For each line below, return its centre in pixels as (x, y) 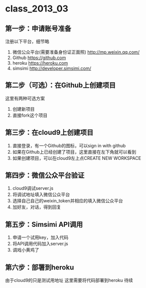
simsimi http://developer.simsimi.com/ (52, 68)
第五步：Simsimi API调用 (44, 224)
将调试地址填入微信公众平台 (41, 195)
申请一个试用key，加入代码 (40, 237)
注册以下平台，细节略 (27, 41)
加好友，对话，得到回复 (37, 207)
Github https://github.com (39, 58)
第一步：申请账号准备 (38, 28)
